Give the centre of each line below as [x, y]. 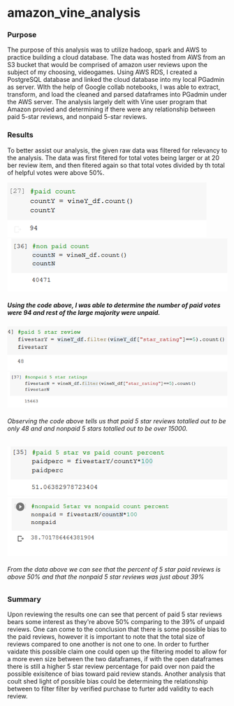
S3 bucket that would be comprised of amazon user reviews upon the [108, 65]
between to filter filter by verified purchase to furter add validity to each [111, 689]
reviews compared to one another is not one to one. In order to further [108, 644]
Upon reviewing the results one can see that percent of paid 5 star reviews [115, 614]
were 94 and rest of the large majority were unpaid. [84, 312]
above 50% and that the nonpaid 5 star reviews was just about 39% [106, 577]
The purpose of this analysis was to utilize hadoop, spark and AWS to [107, 50]
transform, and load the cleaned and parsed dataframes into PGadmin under [117, 94]
